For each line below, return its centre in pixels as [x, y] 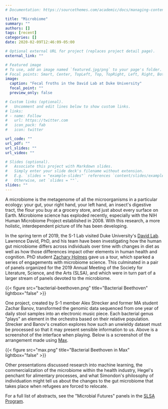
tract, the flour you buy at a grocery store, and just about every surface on [82, 210]
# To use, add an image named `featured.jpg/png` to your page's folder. [84, 70]
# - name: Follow [23, 116]
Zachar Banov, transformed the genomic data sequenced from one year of [82, 308]
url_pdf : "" [17, 143]
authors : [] [17, 28]
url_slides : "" [21, 148]
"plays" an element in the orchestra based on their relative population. [77, 319]
